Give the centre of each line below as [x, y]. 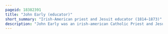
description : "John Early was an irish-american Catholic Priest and [79, 24]
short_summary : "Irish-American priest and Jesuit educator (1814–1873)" [84, 19]
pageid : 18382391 [23, 10]
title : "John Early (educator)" [39, 14]
